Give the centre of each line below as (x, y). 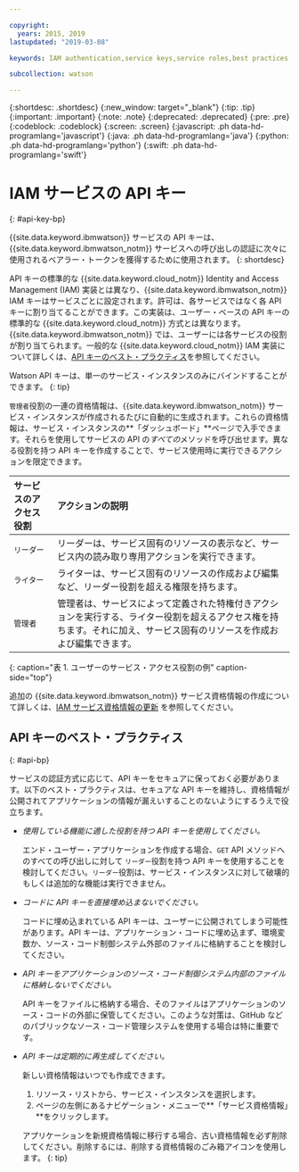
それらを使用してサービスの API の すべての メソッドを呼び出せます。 (148, 439)
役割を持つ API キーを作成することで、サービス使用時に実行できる (138, 451)
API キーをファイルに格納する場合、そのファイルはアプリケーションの (150, 1003)
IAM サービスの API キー (98, 194)
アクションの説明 (93, 506)
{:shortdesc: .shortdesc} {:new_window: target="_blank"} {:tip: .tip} (132, 107)
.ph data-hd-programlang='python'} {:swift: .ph (96, 145)
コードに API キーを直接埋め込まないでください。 (112, 902)
